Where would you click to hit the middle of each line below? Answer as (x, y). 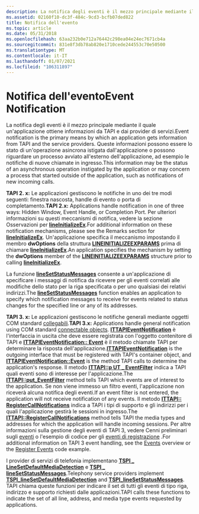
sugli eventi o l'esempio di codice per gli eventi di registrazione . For (88, 437)
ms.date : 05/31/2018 (32, 34)
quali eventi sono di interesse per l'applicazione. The (70, 373)
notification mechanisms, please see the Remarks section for (81, 231)
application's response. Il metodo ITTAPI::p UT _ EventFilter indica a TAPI (96, 368)
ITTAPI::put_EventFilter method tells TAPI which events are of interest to (95, 380)
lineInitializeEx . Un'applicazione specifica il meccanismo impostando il (93, 237)
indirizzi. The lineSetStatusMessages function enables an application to (94, 293)
